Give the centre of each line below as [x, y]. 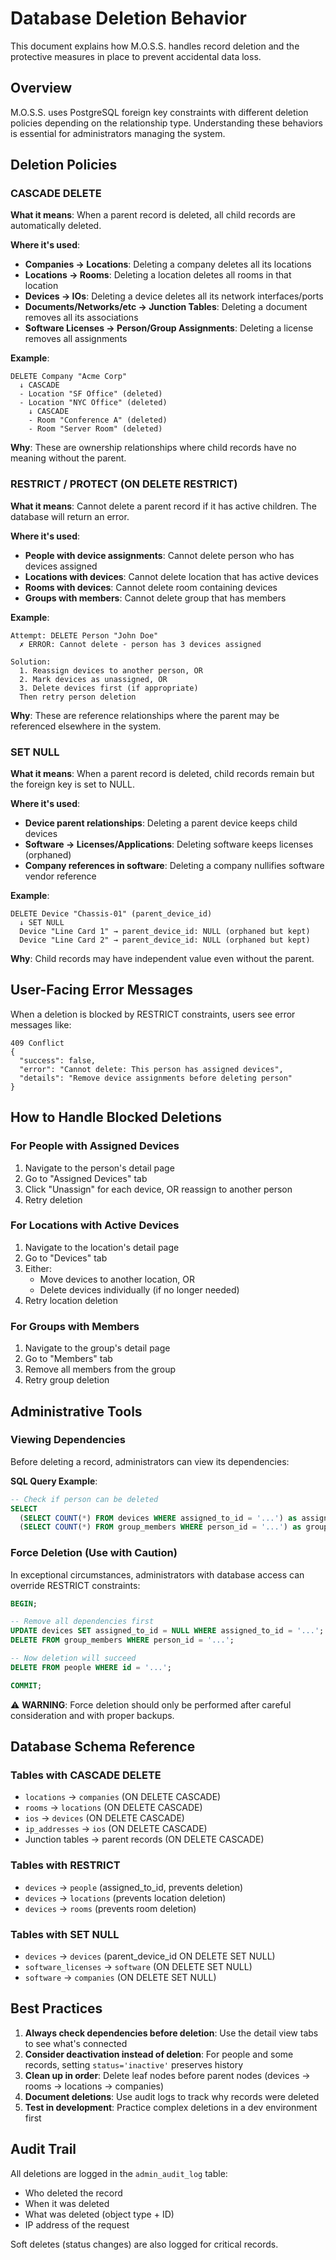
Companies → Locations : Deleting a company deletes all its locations [168, 264]
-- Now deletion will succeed [73, 1658]
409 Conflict [37, 1043]
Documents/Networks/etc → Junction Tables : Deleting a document [166, 307]
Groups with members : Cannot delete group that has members [155, 598]
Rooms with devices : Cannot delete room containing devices [151, 587]
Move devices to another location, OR [117, 1279]
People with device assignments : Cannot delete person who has [159, 555]
